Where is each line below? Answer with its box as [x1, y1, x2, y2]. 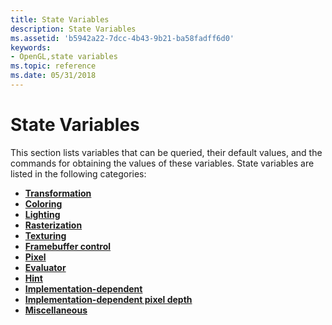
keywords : [10, 42, 52, 53]
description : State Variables [10, 24, 137, 34]
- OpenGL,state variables [10, 52, 118, 62]
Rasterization [24, 219, 83, 231]
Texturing [24, 229, 67, 241]
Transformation [24, 187, 92, 199]
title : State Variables [10, 14, 110, 25]
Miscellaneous [24, 304, 88, 316]
